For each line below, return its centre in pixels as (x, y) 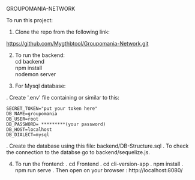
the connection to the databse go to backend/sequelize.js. (78, 152)
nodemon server (35, 74)
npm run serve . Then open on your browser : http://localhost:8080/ (99, 170)
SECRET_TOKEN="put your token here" (52, 109)
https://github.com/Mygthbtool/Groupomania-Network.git (77, 43)
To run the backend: (40, 55)
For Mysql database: (40, 86)
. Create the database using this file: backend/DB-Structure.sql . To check (97, 146)
